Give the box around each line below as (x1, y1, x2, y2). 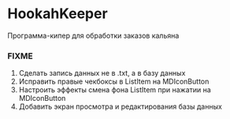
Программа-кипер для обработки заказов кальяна (7, 31, 180, 40)
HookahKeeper (7, 5, 108, 23)
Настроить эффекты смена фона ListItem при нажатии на (18, 85, 212, 95)
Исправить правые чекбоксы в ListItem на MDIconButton (18, 76, 210, 87)
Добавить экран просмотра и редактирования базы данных (18, 102, 222, 111)
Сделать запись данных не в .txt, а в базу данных (18, 69, 186, 78)
